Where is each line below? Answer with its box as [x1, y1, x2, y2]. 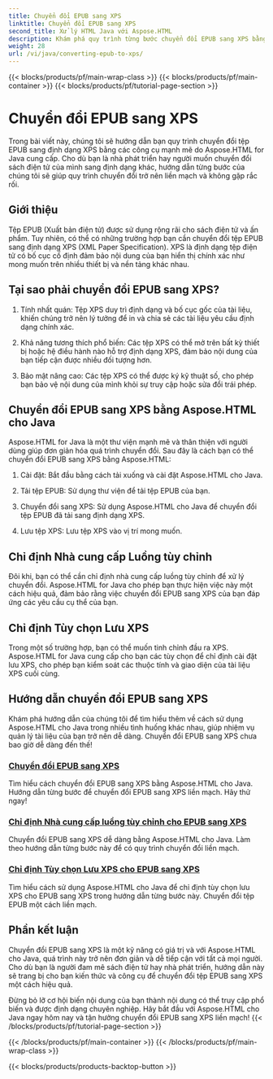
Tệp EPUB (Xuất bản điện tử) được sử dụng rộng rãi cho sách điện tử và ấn [8, 225, 258, 235]
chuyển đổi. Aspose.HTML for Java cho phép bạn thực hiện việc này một [8, 580, 253, 590]
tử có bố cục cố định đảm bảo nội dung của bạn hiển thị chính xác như [8, 250, 245, 261]
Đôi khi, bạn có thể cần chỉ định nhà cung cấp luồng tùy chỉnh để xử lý [8, 572, 245, 581]
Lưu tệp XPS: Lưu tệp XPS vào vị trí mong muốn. [19, 526, 183, 536]
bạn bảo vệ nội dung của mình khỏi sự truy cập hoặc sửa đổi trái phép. [19, 379, 258, 389]
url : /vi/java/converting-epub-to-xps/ [8, 50, 144, 58]
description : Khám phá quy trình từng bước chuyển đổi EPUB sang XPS [8, 34, 249, 43]
